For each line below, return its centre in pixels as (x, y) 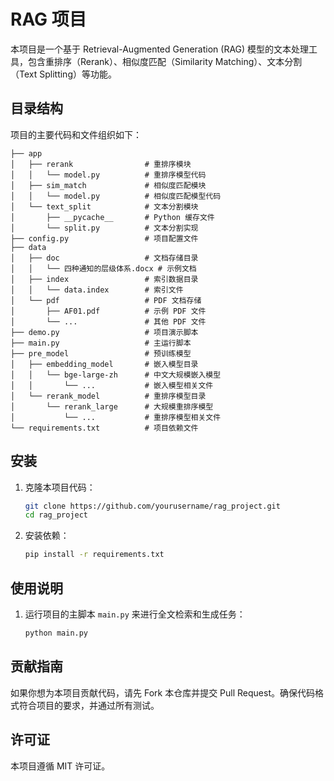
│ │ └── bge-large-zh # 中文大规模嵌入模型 (116, 375)
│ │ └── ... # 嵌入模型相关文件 (112, 385)
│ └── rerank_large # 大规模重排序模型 (112, 406)
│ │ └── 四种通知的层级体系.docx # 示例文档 (103, 268)
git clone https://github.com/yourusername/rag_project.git (152, 506)
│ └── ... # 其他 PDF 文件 (108, 321)
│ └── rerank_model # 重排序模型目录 (108, 396)
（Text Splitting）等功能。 (63, 74)
